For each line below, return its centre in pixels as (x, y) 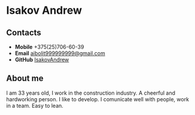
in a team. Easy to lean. (35, 105)
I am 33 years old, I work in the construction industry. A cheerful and (91, 93)
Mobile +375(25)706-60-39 (49, 47)
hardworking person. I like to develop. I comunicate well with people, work (98, 99)
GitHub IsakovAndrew (42, 60)
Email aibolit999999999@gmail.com (60, 53)
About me (25, 78)
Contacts (24, 33)
